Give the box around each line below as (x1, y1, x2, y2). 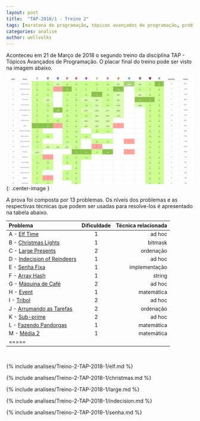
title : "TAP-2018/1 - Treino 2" (6, 15, 89, 22)
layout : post (6, 10, 39, 15)
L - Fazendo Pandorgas (8, 322, 67, 329)
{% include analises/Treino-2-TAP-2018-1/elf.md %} (6, 363, 133, 370)
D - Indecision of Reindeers (8, 256, 77, 263)
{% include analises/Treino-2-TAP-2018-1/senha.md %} (6, 409, 142, 416)
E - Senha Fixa (8, 263, 46, 271)
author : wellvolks (6, 34, 52, 41)
